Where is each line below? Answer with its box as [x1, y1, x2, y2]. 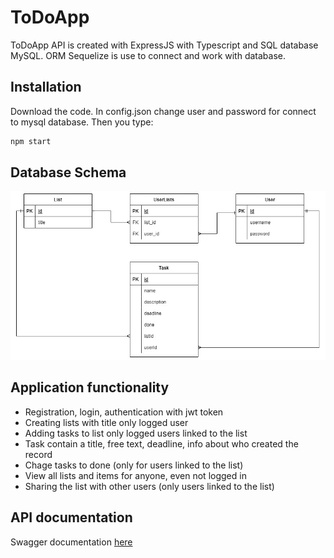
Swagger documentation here [10, 536, 133, 548]
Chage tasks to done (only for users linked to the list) [24, 459, 244, 471]
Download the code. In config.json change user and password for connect [10, 105, 317, 117]
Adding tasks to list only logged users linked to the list [24, 427, 248, 439]
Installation [10, 79, 82, 96]
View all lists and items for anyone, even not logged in [24, 469, 247, 481]
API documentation [10, 509, 133, 526]
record [24, 448, 53, 460]
